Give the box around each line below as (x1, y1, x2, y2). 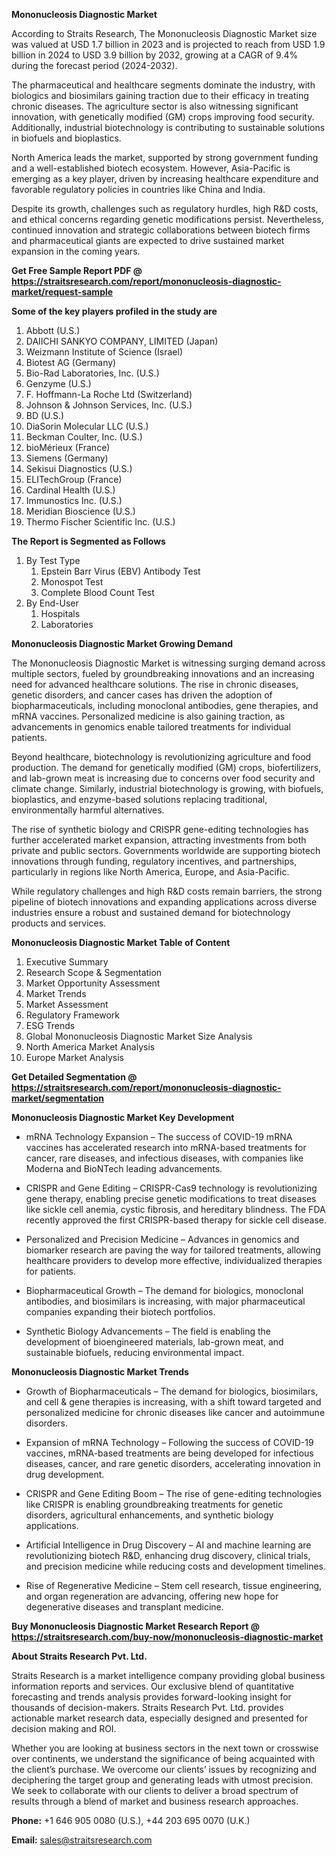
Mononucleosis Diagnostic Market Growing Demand (11, 638, 234, 649)
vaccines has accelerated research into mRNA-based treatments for (25, 1142, 307, 1153)
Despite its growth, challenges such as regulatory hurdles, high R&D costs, (11, 203, 319, 214)
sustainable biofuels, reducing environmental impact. (25, 1347, 245, 1358)
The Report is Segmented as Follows (11, 535, 166, 547)
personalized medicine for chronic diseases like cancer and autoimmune (25, 1407, 326, 1418)
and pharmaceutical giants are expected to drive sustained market (11, 235, 285, 246)
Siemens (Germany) (25, 452, 109, 464)
